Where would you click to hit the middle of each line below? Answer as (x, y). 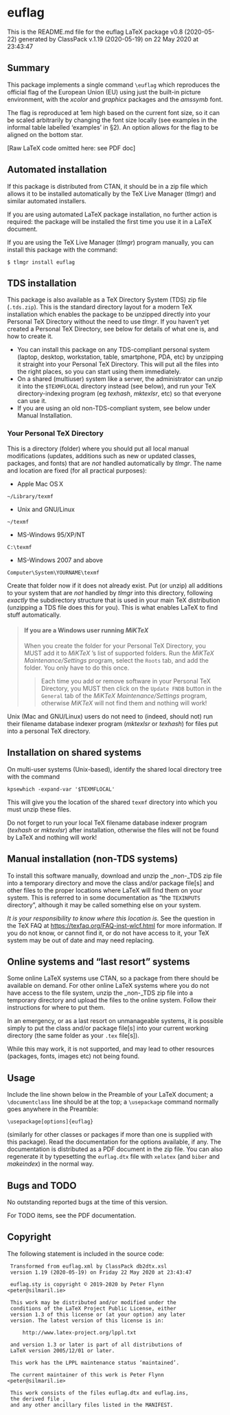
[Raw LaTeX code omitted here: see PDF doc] (71, 148)
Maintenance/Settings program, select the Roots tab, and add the (116, 660)
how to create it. (30, 336)
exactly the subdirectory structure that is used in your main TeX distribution (114, 600)
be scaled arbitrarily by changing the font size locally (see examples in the (112, 120)
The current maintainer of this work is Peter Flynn (87, 1375)
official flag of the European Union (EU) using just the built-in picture (104, 92)
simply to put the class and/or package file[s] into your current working (108, 1029)
